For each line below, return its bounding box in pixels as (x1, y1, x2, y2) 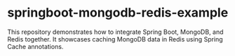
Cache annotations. (7, 42, 64, 50)
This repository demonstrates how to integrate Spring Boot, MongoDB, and (7, 28, 224, 36)
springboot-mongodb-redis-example (7, 5, 229, 21)
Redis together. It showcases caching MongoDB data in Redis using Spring (7, 35, 223, 43)
